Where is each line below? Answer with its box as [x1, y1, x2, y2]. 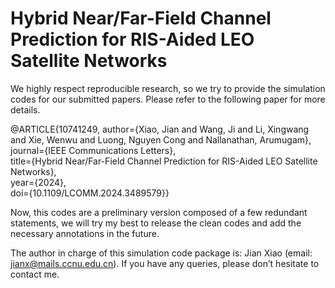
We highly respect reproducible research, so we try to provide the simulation [10, 82, 326, 94]
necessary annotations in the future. [10, 227, 160, 239]
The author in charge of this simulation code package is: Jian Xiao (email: [10, 247, 313, 259]
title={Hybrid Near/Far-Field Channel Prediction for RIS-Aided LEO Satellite [10, 155, 318, 167]
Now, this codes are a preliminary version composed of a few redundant [10, 206, 308, 218]
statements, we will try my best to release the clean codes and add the [10, 217, 302, 229]
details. [10, 103, 41, 116]
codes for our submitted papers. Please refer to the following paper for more [10, 93, 326, 105]
